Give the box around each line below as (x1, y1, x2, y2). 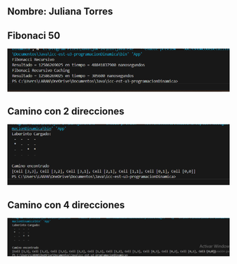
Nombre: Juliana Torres (7, 6, 114, 18)
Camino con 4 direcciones (7, 199, 126, 210)
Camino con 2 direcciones (7, 106, 125, 118)
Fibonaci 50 (7, 30, 61, 42)
